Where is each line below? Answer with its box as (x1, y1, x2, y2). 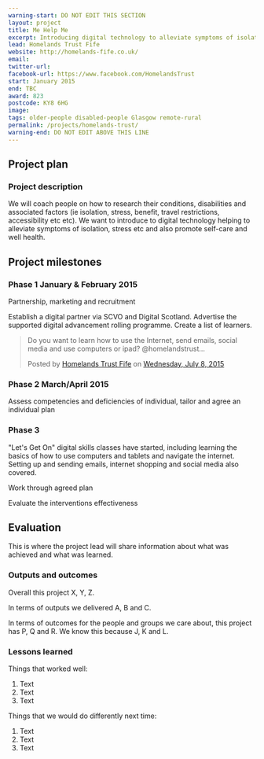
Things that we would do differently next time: (8, 711, 157, 720)
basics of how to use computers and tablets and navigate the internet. (8, 451, 235, 460)
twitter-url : (8, 63, 51, 71)
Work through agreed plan (8, 483, 93, 492)
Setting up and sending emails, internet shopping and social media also (8, 459, 240, 469)
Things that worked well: (8, 664, 88, 673)
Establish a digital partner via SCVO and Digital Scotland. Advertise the (8, 312, 237, 321)
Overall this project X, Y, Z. (8, 588, 95, 597)
